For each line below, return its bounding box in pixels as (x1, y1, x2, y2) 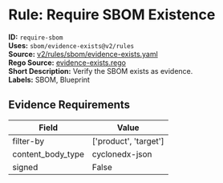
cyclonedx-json (91, 148, 152, 160)
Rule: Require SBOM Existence (8, 6, 216, 24)
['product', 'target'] (91, 135, 164, 146)
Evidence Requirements (8, 98, 131, 112)
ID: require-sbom (8, 32, 63, 42)
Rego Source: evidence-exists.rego (8, 58, 127, 67)
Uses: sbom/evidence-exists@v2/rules (8, 40, 135, 50)
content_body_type (12, 148, 85, 160)
